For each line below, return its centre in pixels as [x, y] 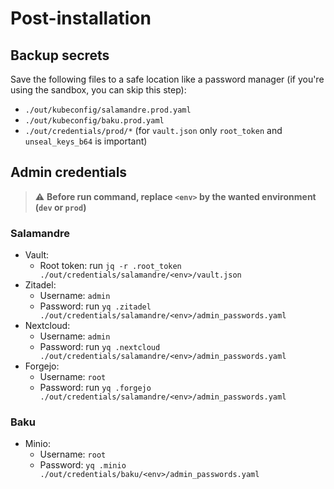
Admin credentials [69, 172]
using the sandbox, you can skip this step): [98, 90]
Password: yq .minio [83, 465]
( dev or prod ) [60, 207]
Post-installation [81, 18]
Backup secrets [60, 55]
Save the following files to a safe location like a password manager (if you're [167, 79]
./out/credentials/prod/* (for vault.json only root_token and [153, 130]
